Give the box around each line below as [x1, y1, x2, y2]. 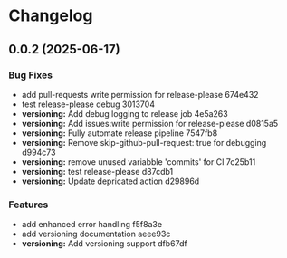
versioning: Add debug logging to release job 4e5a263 [21, 108, 228, 119]
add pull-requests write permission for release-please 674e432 [21, 89, 259, 100]
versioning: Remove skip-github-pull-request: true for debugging [21, 137, 267, 148]
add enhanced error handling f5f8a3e [21, 219, 163, 230]
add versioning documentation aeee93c [21, 228, 171, 240]
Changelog [8, 5, 93, 26]
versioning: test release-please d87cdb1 [21, 166, 174, 177]
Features [8, 198, 49, 211]
